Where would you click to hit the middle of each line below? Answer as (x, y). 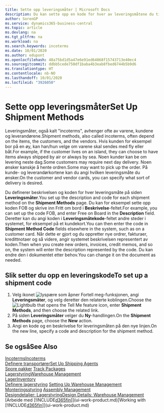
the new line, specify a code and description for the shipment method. (83, 331)
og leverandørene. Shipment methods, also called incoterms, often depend (80, 136)
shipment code (29, 283)
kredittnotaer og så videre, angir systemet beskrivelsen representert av (76, 239)
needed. (13, 260)
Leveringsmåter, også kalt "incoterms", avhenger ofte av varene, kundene (79, 131)
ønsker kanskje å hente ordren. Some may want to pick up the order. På (76, 167)
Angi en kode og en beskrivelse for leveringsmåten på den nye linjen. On (84, 326)
